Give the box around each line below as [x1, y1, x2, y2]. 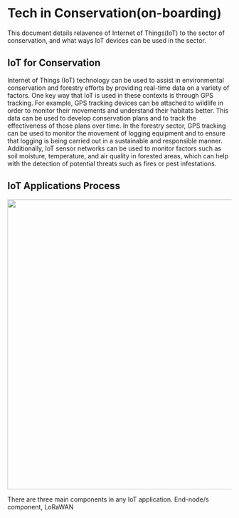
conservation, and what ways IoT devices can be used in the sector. [7, 36, 206, 44]
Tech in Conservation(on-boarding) [7, 5, 222, 21]
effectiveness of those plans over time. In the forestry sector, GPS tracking [7, 121, 226, 130]
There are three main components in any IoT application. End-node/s [7, 494, 209, 504]
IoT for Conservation [7, 57, 101, 69]
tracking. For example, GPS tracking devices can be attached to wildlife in [7, 98, 224, 107]
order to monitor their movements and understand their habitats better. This [7, 106, 229, 115]
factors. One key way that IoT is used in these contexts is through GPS [7, 91, 213, 99]
